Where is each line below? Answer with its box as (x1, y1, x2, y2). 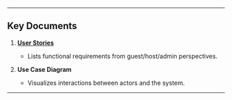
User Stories (17, 39, 54, 47)
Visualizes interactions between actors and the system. (27, 79, 185, 87)
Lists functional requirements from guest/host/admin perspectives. (27, 52, 217, 60)
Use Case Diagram (17, 65, 72, 73)
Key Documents (7, 20, 77, 32)
